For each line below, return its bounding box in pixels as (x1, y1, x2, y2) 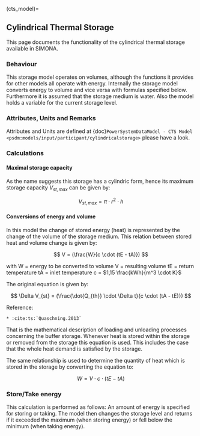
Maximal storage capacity (6, 164, 73, 171)
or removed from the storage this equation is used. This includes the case (6, 339, 189, 346)
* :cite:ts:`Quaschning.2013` (6, 315, 82, 321)
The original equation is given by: (6, 280, 89, 287)
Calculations (6, 149, 44, 158)
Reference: (6, 304, 34, 311)
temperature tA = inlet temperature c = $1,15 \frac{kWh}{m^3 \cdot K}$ (6, 269, 182, 276)
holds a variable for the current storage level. (6, 99, 118, 106)
